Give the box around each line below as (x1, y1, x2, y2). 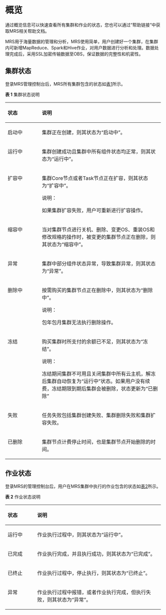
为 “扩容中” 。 (41, 182, 72, 189)
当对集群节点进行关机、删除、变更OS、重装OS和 (41, 226, 155, 233)
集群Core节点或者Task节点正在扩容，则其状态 (41, 174, 148, 181)
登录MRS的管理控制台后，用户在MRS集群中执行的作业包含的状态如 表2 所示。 (5, 483, 161, 489)
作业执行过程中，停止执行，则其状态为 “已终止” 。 (37, 569, 151, 576)
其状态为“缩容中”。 (41, 241, 86, 248)
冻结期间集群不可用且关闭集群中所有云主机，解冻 (41, 370, 156, 377)
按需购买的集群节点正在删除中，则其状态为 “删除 (41, 287, 153, 294)
